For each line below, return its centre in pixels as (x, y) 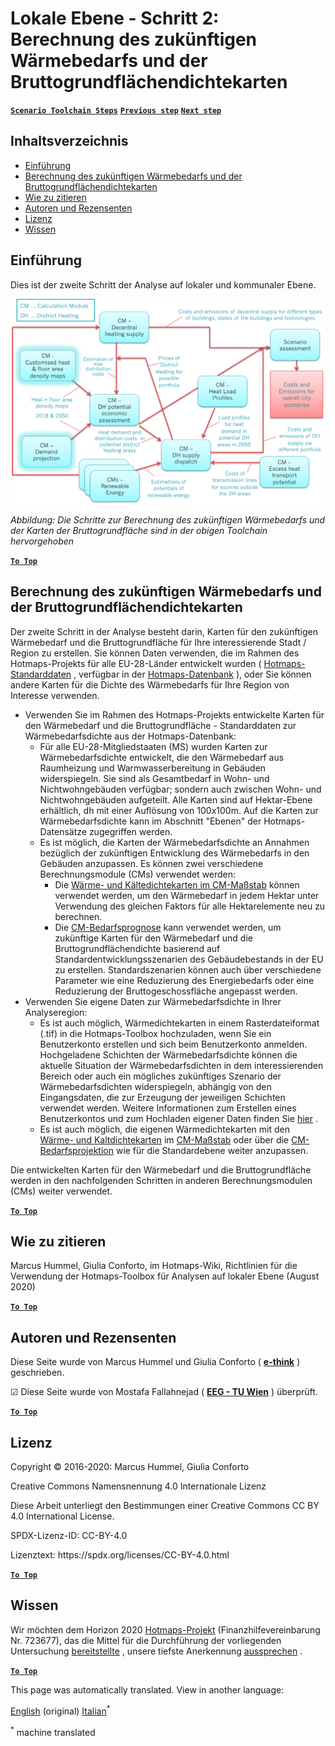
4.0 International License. (62, 1516)
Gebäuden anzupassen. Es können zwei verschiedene (151, 863)
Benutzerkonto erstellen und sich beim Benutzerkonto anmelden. (173, 1044)
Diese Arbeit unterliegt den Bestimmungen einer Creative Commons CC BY (165, 1506)
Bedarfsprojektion (76, 1150)
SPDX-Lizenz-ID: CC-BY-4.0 (69, 1536)
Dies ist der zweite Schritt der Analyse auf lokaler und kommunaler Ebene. (163, 284)
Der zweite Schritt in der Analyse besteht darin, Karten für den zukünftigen (164, 631)
